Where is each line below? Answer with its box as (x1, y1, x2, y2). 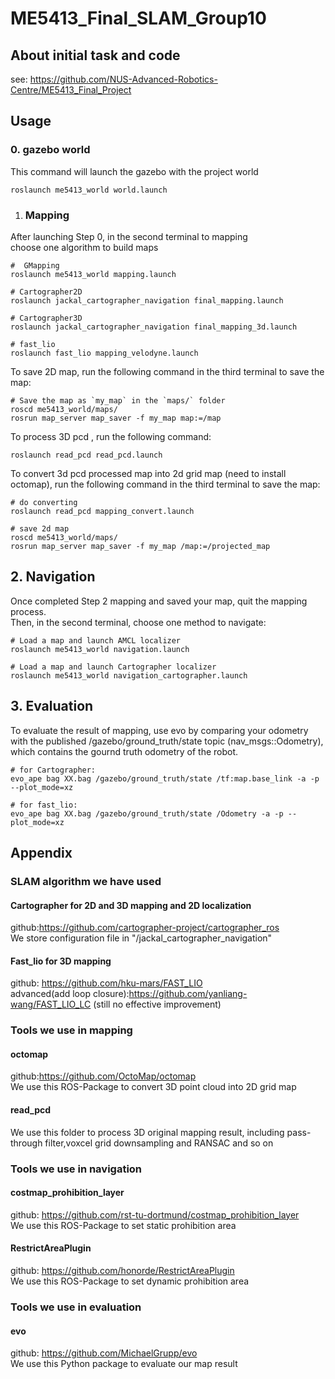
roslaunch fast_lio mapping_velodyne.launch (10, 348, 199, 358)
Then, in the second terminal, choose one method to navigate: (10, 616, 267, 628)
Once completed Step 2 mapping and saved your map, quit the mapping (10, 595, 308, 607)
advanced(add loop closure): (10, 988, 130, 1000)
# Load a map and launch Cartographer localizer (10, 662, 217, 672)
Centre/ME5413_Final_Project (10, 84, 132, 96)
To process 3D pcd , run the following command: (10, 430, 212, 442)
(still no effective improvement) (93, 998, 222, 1011)
